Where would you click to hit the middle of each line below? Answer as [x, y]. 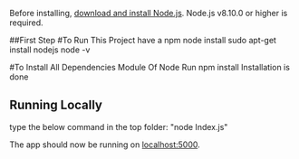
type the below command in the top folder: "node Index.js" [119, 126]
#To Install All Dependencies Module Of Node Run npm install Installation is [149, 67]
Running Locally [56, 105]
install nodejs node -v [50, 50]
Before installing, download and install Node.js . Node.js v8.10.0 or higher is [149, 13]
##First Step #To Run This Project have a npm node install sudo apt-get [143, 40]
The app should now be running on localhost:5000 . [105, 145]
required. [26, 23]
